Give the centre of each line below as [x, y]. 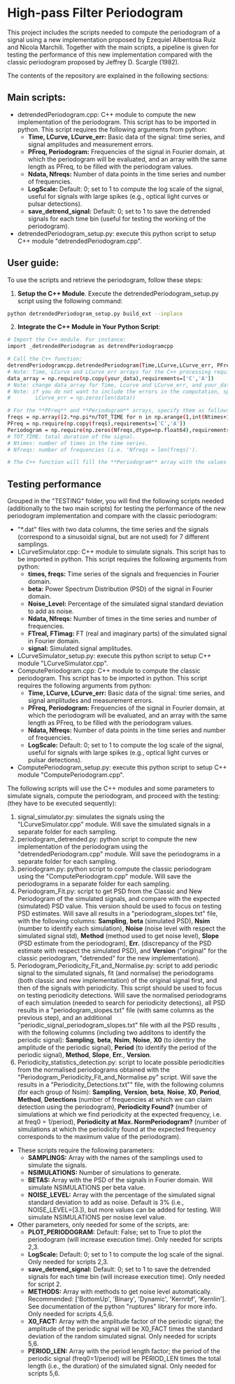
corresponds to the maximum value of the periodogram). [99, 1137]
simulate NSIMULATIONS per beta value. [86, 1187]
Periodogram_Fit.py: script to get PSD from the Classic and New [110, 891]
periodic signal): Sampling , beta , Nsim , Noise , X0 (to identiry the [112, 1040]
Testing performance [54, 484]
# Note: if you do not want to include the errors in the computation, [114, 391]
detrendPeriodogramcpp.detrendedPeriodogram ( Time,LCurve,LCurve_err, [111, 365]
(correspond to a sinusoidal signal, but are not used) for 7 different [113, 537]
